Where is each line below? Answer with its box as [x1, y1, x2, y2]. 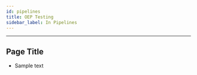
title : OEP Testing [6, 14, 54, 20]
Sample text [14, 62, 44, 69]
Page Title [6, 46, 44, 56]
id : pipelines [6, 8, 41, 15]
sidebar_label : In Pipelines [6, 19, 77, 25]
